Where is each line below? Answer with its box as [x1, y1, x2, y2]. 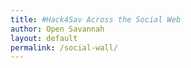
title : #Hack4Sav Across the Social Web [10, 14, 182, 25]
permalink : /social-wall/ [10, 42, 118, 53]
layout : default [10, 33, 78, 43]
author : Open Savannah [10, 24, 105, 34]
